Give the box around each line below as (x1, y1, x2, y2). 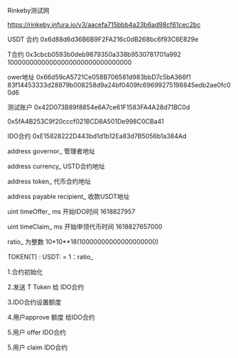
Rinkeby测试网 (7, 6, 50, 14)
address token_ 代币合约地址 (7, 177, 91, 185)
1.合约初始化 (7, 268, 43, 276)
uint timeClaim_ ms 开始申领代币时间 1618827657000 (7, 222, 163, 231)
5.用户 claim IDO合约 (7, 343, 68, 352)
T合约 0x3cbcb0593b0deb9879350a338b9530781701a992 (7, 50, 181, 58)
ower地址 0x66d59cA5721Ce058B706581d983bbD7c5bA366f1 (7, 73, 191, 81)
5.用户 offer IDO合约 (7, 328, 66, 336)
